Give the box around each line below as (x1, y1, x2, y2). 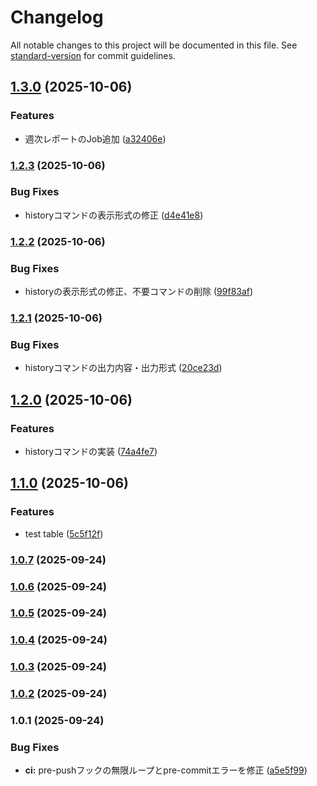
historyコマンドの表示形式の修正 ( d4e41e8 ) (24, 209, 204, 221)
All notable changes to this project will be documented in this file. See (10, 39, 298, 51)
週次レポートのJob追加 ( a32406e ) (24, 132, 167, 145)
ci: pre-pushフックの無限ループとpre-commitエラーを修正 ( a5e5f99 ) (24, 764, 308, 776)
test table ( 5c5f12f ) (24, 527, 104, 540)
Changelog (10, 6, 104, 29)
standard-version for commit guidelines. (10, 49, 176, 61)
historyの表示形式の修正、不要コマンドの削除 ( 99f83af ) (24, 286, 254, 298)
